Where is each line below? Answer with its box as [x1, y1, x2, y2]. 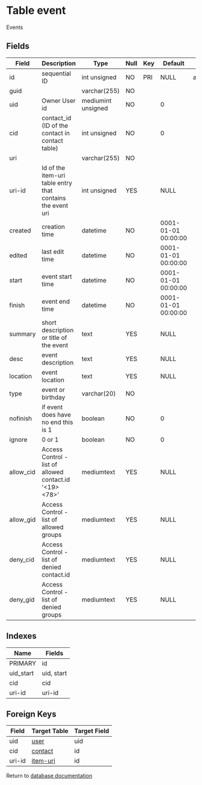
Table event [6, 4, 66, 18]
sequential [41, 69, 71, 77]
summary [9, 330, 36, 338]
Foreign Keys [6, 709, 57, 719]
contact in [41, 129, 70, 137]
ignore [9, 435, 28, 444]
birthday [41, 393, 66, 402]
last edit [41, 247, 64, 255]
